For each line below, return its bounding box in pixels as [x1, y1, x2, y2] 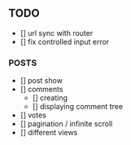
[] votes [20, 110, 46, 121]
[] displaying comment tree [32, 102, 124, 112]
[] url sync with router [20, 28, 94, 37]
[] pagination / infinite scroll [20, 119, 113, 129]
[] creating [32, 93, 68, 103]
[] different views [20, 128, 78, 138]
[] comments [20, 85, 63, 94]
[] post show [20, 76, 63, 86]
